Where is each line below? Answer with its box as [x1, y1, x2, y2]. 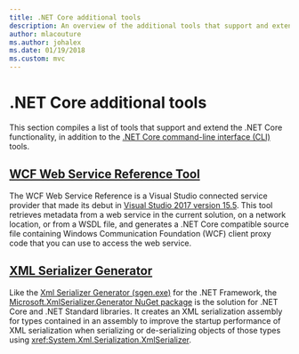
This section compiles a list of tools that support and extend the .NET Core [9, 122, 283, 133]
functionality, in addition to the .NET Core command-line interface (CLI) [9, 131, 271, 142]
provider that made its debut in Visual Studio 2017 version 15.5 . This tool [9, 199, 273, 210]
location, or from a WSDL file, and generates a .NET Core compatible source [9, 219, 289, 229]
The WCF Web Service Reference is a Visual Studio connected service [9, 190, 269, 201]
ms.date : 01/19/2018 [9, 46, 86, 55]
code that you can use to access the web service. [9, 237, 192, 248]
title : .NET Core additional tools [9, 12, 141, 22]
